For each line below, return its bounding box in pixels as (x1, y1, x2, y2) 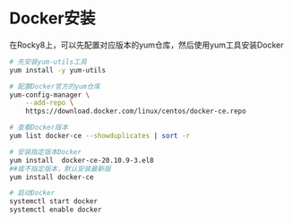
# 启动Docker (9, 189, 56, 198)
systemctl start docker (9, 197, 99, 206)
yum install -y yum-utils (9, 65, 106, 74)
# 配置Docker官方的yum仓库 (9, 81, 100, 90)
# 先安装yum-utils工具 (9, 57, 88, 66)
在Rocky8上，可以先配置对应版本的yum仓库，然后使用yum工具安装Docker (9, 39, 284, 50)
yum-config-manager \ (9, 90, 90, 99)
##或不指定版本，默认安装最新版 (9, 164, 111, 173)
